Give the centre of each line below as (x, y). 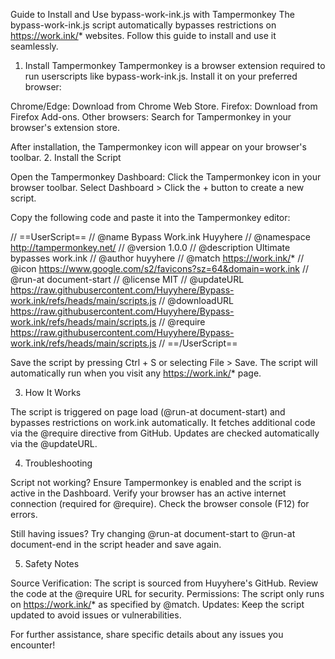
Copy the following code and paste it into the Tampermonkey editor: (150, 217)
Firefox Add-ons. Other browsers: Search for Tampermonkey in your (151, 117)
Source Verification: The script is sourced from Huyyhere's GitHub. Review (164, 583)
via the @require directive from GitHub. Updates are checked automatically (165, 433)
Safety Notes (52, 563)
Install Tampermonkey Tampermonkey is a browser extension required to (175, 65)
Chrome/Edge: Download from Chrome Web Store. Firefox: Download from (164, 106)
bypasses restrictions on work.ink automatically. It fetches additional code (163, 422)
